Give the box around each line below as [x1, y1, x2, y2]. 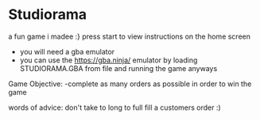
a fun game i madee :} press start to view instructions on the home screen [8, 32, 250, 41]
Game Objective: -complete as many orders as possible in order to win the [8, 79, 252, 88]
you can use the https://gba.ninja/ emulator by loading [19, 55, 198, 65]
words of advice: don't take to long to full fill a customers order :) [8, 103, 221, 112]
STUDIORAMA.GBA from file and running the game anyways [19, 63, 218, 73]
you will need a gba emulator [19, 47, 115, 56]
